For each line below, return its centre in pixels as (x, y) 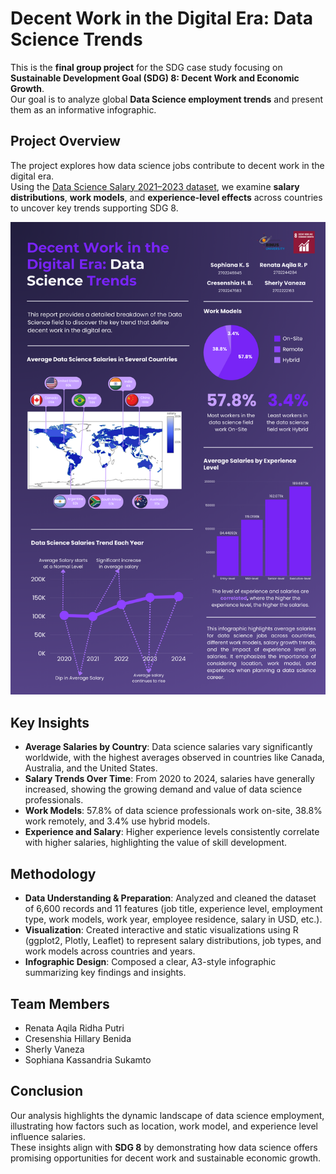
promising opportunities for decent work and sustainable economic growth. (166, 1158)
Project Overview (65, 141)
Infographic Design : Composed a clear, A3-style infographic (150, 962)
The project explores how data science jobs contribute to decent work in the (167, 165)
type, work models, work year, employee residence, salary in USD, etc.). (173, 919)
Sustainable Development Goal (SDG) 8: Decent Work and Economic (155, 78)
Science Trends (76, 39)
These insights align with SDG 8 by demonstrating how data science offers (164, 1147)
